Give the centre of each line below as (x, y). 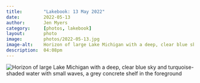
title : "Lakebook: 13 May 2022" (56, 12)
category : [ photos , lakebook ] (49, 28)
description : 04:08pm (34, 50)
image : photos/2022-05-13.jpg (53, 39)
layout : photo (32, 34)
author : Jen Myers (37, 23)
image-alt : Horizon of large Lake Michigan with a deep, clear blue (97, 45)
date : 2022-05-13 (38, 17)
